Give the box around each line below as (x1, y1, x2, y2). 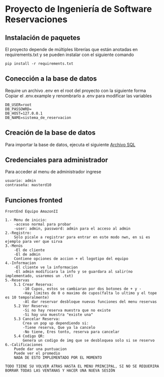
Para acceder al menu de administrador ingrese (5, 169, 102, 175)
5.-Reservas (5, 278, 29, 283)
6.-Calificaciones (5, 343, 43, 348)
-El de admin (14, 252, 41, 257)
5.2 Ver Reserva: (14, 304, 50, 309)
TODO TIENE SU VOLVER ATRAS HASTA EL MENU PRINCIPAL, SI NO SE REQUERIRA (5, 364, 160, 369)
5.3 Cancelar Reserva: (14, 317, 60, 321)
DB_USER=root (5, 102, 32, 107)
